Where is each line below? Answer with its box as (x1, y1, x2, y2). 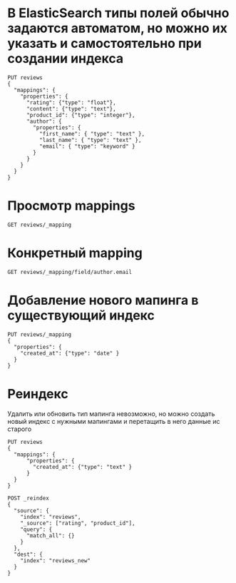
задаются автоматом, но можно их (7, 20, 228, 36)
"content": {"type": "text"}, (26, 105, 116, 112)
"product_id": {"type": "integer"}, (26, 111, 135, 118)
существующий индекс (7, 308, 155, 323)
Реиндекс (7, 385, 69, 402)
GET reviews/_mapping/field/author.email (7, 268, 133, 275)
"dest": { (14, 551, 43, 558)
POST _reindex (7, 495, 50, 502)
